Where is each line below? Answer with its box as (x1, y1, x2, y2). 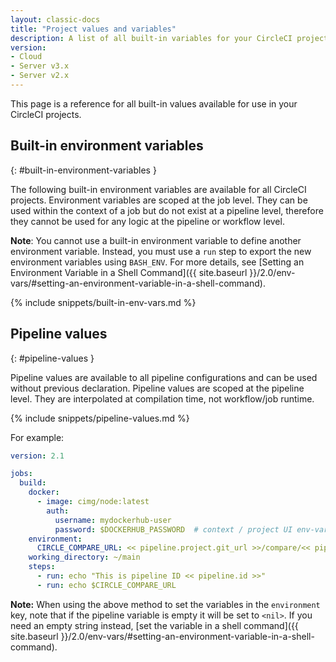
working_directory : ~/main (28, 552, 141, 563)
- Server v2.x (10, 71, 70, 81)
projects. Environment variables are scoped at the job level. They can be (10, 194, 308, 206)
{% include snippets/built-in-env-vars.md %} (10, 296, 197, 308)
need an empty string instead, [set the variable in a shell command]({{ (10, 619, 299, 631)
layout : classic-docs (10, 14, 101, 25)
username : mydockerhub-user (54, 515, 172, 525)
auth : (46, 506, 70, 516)
